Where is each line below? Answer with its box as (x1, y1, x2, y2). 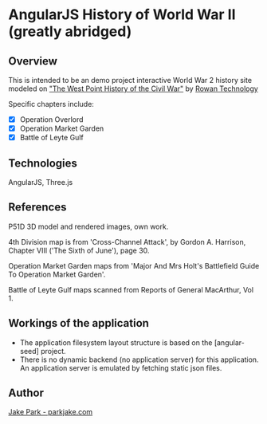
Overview (8, 54, 58, 68)
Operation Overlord (19, 115, 84, 124)
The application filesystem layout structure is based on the (19, 337, 213, 347)
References (8, 201, 67, 214)
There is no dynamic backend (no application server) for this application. (19, 355, 259, 364)
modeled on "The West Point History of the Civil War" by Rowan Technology (8, 84, 259, 93)
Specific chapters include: (8, 100, 94, 108)
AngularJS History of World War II (8, 6, 237, 24)
